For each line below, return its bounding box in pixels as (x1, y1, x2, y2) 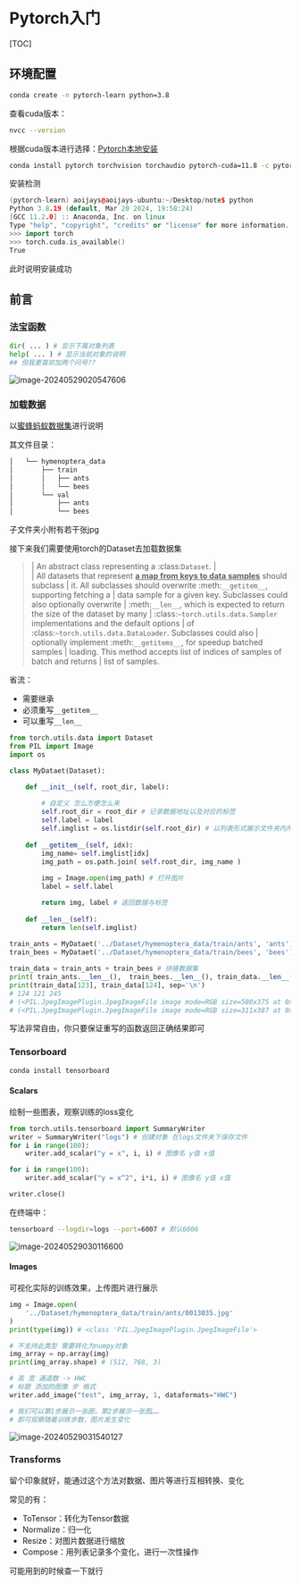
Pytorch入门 (9, 8, 101, 29)
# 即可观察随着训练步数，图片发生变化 (9, 1415, 131, 1424)
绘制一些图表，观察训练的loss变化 (9, 1106, 134, 1117)
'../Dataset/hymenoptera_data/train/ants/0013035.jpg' (25, 1308, 234, 1318)
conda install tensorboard (9, 1066, 110, 1075)
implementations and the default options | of (30, 618, 195, 629)
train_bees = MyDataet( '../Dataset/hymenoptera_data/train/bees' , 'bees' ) (9, 948, 294, 957)
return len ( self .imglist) (41, 923, 138, 932)
